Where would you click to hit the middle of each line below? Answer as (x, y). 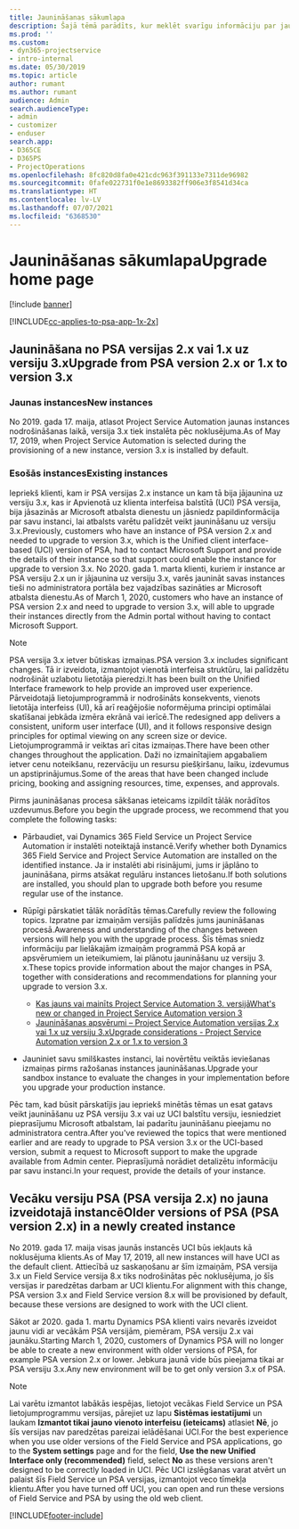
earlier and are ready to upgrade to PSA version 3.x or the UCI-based (136, 1142)
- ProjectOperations (48, 167)
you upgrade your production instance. (94, 1087)
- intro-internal (41, 59)
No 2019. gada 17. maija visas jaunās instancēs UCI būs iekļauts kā (131, 1247)
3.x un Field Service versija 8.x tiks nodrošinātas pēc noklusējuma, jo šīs (141, 1276)
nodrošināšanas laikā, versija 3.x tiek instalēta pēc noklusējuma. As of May (145, 431)
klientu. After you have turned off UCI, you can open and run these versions (147, 1489)
